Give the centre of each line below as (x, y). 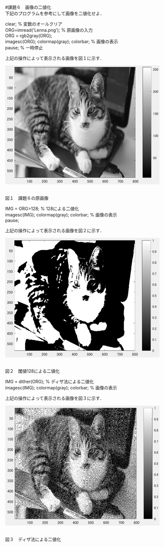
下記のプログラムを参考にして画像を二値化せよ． (55, 13)
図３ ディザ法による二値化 (33, 540)
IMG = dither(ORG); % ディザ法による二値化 (50, 381)
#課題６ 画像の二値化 (28, 7)
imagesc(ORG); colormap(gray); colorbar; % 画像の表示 (62, 42)
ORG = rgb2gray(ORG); (29, 36)
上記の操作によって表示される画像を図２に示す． (55, 231)
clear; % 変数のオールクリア (34, 24)
